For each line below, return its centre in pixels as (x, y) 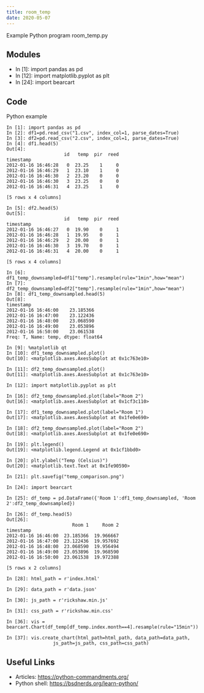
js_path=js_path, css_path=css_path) (101, 643)
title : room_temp (28, 12)
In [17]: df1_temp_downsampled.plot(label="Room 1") (75, 412)
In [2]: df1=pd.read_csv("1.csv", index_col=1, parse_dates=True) (93, 133)
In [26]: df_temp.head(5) (39, 514)
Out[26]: (17, 520)
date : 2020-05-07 (28, 18)
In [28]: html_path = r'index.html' (53, 579)
